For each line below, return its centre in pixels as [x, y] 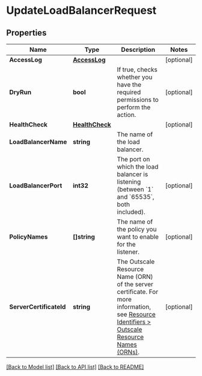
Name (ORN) [135, 277]
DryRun [20, 92]
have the [129, 85]
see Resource [136, 314]
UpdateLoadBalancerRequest [81, 11]
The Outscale [136, 262]
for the [126, 244]
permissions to [138, 100]
